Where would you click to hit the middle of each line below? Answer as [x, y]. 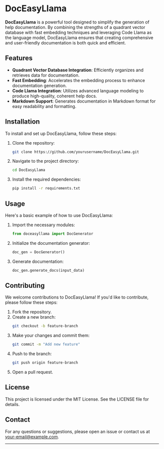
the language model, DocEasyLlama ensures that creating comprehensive [79, 38]
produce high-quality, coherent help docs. [54, 96]
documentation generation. [39, 86]
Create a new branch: [34, 317]
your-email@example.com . [32, 437]
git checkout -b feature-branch [45, 326]
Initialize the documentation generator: [51, 243]
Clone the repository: [33, 143]
